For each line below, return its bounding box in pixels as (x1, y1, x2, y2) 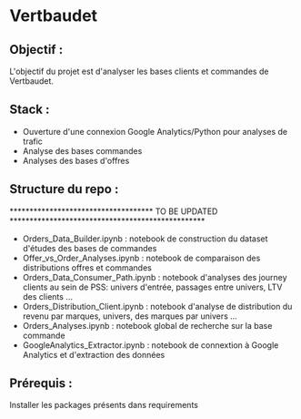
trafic (22, 136, 44, 147)
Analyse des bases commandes (22, 145, 143, 156)
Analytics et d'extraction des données (22, 349, 166, 360)
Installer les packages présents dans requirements (9, 400, 198, 411)
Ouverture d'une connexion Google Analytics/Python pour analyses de (22, 126, 288, 137)
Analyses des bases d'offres (22, 155, 130, 166)
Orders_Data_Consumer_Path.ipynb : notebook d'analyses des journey (22, 271, 288, 282)
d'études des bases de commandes (22, 242, 157, 253)
